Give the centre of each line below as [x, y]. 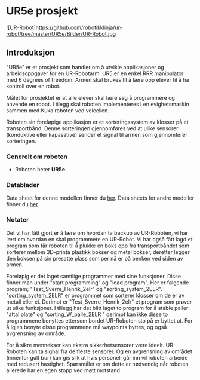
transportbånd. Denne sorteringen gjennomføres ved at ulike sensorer [92, 128]
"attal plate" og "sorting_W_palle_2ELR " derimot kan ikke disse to [87, 314]
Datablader [23, 185]
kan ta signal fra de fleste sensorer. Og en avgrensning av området [110, 351]
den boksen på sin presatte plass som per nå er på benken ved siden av [95, 258]
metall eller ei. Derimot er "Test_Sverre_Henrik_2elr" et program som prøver [99, 301]
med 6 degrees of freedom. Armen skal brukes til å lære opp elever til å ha [98, 79]
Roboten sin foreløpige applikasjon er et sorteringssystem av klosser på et [98, 122]
